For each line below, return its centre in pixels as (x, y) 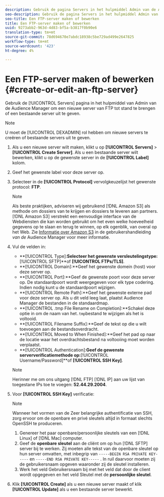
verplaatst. (30, 345)
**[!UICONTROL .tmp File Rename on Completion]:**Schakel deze (87, 308)
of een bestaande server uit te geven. (43, 114)
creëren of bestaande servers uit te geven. (48, 138)
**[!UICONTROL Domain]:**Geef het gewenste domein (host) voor (87, 267)
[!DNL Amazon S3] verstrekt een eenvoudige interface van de (74, 217)
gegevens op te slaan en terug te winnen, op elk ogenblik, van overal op (84, 227)
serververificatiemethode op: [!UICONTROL (64, 355)
